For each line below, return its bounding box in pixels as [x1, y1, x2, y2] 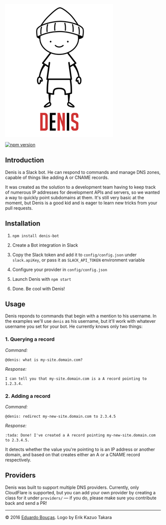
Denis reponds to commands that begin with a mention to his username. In [5, 313, 157, 319]
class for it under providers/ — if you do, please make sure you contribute [5, 495, 157, 501]
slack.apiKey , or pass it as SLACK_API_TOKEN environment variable [12, 257, 145, 263]
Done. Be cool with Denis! [12, 286, 65, 292]
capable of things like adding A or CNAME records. [5, 175, 109, 180]
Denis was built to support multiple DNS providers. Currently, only [5, 484, 139, 490]
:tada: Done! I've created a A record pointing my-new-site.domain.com [5, 433, 156, 438]
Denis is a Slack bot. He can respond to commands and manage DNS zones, [5, 169, 161, 175]
